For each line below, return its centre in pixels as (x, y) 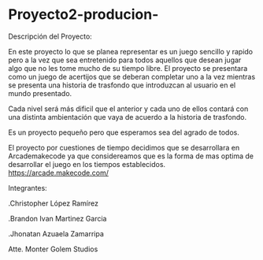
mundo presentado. (40, 93)
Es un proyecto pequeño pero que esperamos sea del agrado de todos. (124, 132)
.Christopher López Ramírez (53, 203)
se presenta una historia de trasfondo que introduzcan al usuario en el (122, 85)
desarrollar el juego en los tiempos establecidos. (87, 164)
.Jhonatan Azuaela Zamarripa (56, 233)
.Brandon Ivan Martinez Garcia (57, 218)
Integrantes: (28, 188)
